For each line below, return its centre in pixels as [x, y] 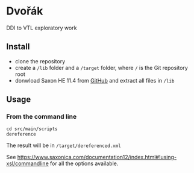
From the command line [42, 117]
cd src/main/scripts [32, 129]
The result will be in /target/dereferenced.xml [64, 145]
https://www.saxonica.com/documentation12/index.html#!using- [97, 157]
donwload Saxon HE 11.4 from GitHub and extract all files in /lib [95, 80]
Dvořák [25, 11]
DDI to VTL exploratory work [42, 28]
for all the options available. [84, 163]
